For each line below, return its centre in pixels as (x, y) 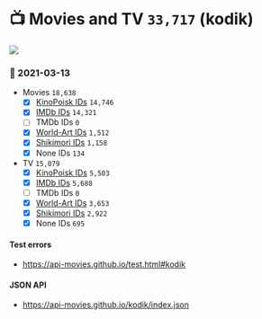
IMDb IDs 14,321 (66, 112)
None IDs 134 (60, 153)
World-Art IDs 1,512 (72, 132)
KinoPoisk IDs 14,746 (75, 102)
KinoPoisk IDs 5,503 (72, 173)
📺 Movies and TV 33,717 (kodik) (131, 19)
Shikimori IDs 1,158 (72, 143)
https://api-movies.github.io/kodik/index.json (106, 305)
